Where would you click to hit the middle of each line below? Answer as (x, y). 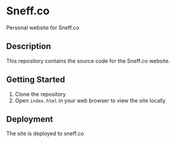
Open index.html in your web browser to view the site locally (90, 101)
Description (29, 46)
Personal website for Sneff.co (43, 28)
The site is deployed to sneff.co (45, 133)
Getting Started (36, 80)
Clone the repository (40, 94)
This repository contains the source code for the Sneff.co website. (88, 60)
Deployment (30, 119)
